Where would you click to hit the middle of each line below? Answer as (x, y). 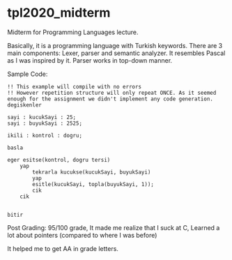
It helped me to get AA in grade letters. (63, 248)
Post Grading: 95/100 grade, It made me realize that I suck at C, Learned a (114, 227)
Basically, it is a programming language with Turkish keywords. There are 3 (115, 45)
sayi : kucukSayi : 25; (42, 117)
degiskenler (24, 105)
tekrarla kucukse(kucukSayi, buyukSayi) (92, 172)
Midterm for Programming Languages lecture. (73, 32)
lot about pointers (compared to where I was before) (82, 235)
